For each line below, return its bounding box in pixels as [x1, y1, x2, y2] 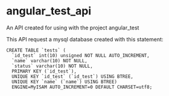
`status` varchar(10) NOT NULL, [11, 63, 94, 69]
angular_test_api [6, 4, 92, 18]
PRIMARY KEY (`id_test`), [11, 68, 77, 74]
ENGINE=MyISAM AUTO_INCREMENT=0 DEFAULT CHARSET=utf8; [11, 84, 153, 90]
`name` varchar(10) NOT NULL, [11, 58, 88, 64]
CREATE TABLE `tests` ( [6, 47, 66, 53]
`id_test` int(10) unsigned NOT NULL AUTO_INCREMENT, [11, 52, 150, 58]
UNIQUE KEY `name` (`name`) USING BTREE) [11, 79, 118, 85]
